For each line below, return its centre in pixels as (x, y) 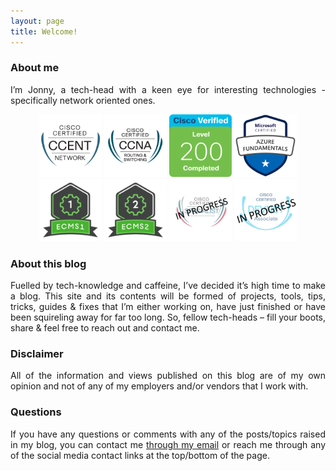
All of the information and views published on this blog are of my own (168, 376)
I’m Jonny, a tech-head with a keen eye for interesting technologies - (168, 89)
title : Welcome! (44, 31)
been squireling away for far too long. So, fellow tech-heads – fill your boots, (168, 317)
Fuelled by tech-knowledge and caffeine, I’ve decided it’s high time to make (168, 286)
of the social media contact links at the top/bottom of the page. (140, 455)
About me (35, 68)
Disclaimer (37, 354)
